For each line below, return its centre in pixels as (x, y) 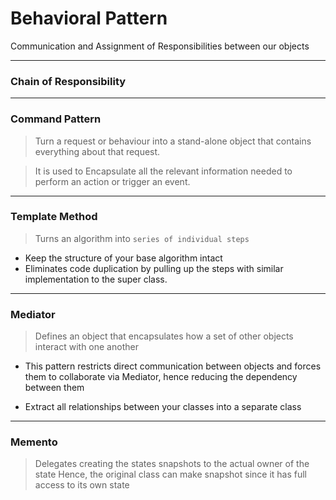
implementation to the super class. (96, 279)
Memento (34, 442)
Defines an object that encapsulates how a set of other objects (164, 336)
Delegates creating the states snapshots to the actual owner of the (172, 464)
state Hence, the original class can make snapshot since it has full (171, 474)
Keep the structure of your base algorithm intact (123, 258)
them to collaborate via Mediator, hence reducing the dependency (161, 377)
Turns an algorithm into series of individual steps (142, 238)
